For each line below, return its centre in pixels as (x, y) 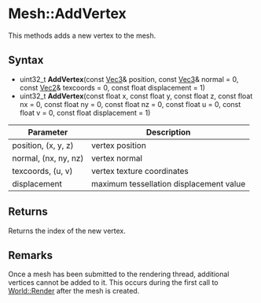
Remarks (31, 255)
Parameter (48, 132)
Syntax (26, 60)
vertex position (119, 145)
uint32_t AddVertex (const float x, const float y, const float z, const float (136, 96)
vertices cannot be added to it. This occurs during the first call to (113, 283)
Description (168, 132)
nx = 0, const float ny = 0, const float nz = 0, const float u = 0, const (130, 104)
